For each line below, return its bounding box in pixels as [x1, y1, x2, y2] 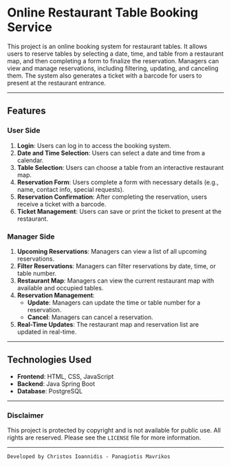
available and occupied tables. [16, 283, 104, 292]
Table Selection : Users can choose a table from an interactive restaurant [16, 163, 224, 171]
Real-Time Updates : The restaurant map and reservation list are [16, 320, 199, 328]
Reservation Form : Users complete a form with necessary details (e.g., [16, 177, 219, 186]
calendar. [16, 156, 44, 164]
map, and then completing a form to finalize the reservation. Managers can [7, 56, 219, 65]
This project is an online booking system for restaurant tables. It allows [7, 42, 208, 50]
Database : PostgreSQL [16, 387, 83, 395]
